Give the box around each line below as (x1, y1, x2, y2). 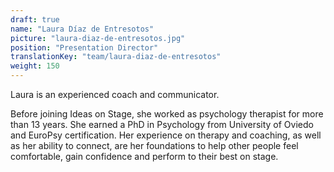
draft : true (10, 14, 60, 25)
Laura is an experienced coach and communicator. (10, 89, 220, 100)
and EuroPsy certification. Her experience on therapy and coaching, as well (10, 129, 322, 141)
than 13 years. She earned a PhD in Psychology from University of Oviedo (10, 119, 314, 130)
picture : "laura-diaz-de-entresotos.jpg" (10, 33, 186, 43)
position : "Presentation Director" (10, 42, 159, 53)
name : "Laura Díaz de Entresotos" (10, 24, 155, 34)
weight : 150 (10, 61, 60, 71)
